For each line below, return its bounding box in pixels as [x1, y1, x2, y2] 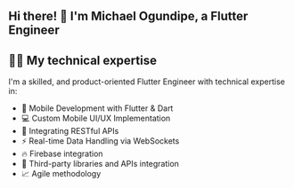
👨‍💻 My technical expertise [8, 52, 158, 67]
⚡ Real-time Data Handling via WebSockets [20, 136, 180, 146]
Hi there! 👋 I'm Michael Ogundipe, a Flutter [8, 9, 249, 24]
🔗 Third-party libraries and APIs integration [20, 159, 180, 169]
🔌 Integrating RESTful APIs [20, 126, 119, 137]
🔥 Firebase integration [20, 148, 103, 160]
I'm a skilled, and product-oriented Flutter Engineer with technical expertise [8, 76, 286, 87]
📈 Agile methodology [20, 168, 102, 179]
